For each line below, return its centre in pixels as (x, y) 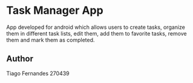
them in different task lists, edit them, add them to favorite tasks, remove (97, 33)
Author (20, 59)
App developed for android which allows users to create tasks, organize (96, 27)
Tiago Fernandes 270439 (38, 73)
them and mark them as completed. (51, 40)
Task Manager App (55, 11)
